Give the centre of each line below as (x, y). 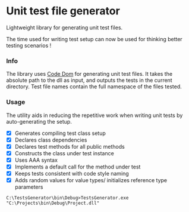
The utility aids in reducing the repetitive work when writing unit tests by (94, 115)
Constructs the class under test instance (64, 153)
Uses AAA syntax (36, 160)
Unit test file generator (63, 11)
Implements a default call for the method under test (78, 167)
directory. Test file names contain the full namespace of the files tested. (94, 87)
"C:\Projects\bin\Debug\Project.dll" (53, 203)
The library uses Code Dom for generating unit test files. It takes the (89, 74)
